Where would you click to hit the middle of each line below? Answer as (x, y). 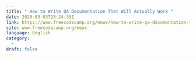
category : (18, 38)
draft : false (22, 49)
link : (13, 22)
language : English (28, 33)
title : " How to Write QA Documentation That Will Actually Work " (90, 11)
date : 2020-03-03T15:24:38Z (40, 17)
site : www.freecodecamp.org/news (47, 28)
